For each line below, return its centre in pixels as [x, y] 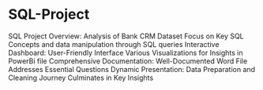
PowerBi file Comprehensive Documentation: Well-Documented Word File [128, 61]
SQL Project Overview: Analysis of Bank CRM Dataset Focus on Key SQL [126, 36]
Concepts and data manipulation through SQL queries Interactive [114, 44]
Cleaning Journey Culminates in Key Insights [81, 77]
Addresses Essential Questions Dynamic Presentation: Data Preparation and [131, 69]
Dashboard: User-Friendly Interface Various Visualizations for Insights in [126, 52]
